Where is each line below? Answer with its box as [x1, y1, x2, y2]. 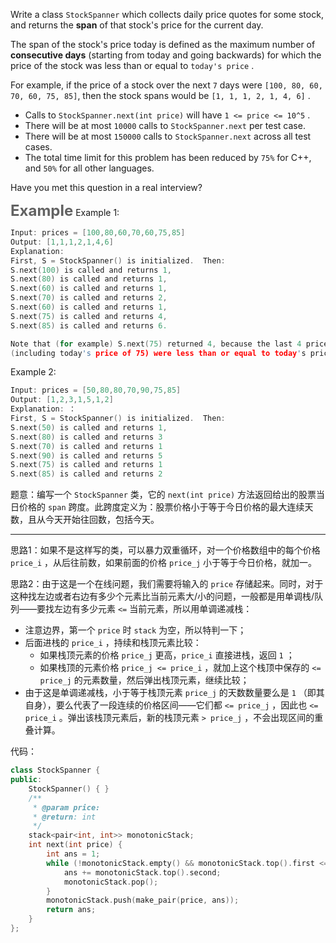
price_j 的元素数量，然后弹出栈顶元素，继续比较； [39, 674, 250, 686]
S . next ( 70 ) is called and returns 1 [10, 441, 163, 451]
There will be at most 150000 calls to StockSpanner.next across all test [24, 130, 312, 142]
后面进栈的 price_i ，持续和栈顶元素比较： [24, 637, 202, 649]
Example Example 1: [10, 201, 120, 220]
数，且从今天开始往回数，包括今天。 [10, 514, 160, 526]
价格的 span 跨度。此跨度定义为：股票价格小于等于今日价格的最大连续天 [18, 501, 314, 513]
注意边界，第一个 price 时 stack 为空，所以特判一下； [24, 624, 247, 636]
